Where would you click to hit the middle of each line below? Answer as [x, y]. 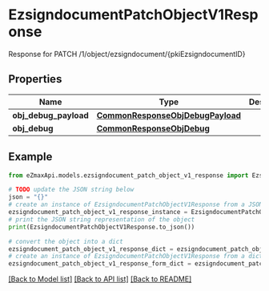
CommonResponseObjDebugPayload [169, 115]
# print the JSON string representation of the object [102, 219]
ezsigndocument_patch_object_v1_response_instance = [98, 212]
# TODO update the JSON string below [71, 190]
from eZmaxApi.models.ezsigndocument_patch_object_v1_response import [128, 175]
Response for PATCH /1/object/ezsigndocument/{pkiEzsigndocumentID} [127, 54]
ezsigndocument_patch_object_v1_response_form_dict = [100, 264]
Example [30, 157]
